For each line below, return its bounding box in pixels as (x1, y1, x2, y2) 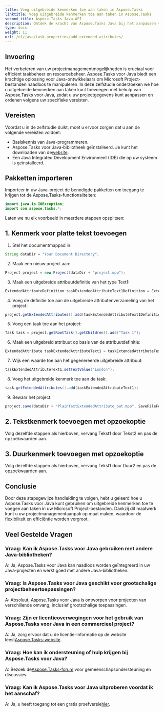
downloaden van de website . (12, 149, 69, 155)
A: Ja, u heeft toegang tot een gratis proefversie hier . (5, 701, 111, 707)
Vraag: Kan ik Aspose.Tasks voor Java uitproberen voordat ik (5, 684, 154, 690)
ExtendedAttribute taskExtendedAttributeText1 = (5, 349, 106, 354)
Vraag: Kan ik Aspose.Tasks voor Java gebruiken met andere (5, 545, 153, 552)
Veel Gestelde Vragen (5, 530, 73, 538)
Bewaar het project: (12, 394, 52, 400)
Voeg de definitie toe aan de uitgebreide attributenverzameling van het (12, 297, 155, 303)
